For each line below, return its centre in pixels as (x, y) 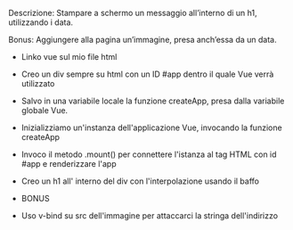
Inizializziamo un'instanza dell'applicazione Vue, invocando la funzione (151, 127)
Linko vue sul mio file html (69, 57)
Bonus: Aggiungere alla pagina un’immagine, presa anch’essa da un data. (142, 40)
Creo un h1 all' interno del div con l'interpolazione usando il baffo (140, 181)
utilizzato (38, 83)
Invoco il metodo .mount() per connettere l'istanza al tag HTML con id (149, 154)
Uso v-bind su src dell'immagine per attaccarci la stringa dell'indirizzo (149, 216)
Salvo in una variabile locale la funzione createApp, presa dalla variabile (153, 101)
